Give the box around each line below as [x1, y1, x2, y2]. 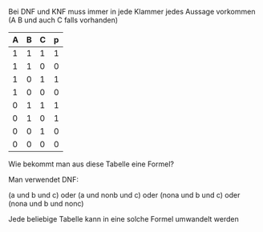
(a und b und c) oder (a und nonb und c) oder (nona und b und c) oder [8, 190, 241, 199]
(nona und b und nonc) [8, 199, 84, 208]
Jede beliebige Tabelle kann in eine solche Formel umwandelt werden [8, 214, 239, 223]
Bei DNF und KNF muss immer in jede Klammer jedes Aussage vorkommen [8, 7, 256, 16]
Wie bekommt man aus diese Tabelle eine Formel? [8, 159, 175, 169]
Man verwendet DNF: [8, 175, 79, 184]
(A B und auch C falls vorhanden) [8, 15, 119, 25]
